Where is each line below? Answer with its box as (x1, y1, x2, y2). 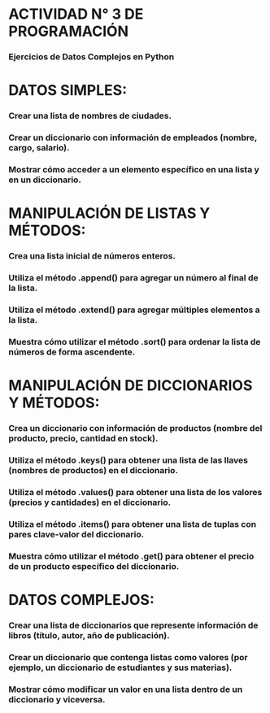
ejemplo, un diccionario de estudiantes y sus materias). (8, 662, 233, 673)
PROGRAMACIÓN (8, 22, 128, 41)
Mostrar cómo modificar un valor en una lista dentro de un (8, 684, 243, 695)
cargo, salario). (8, 142, 70, 154)
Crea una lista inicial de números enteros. (8, 250, 176, 262)
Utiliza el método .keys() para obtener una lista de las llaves (8, 454, 248, 466)
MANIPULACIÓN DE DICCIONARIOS (8, 376, 253, 395)
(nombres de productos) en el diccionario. (8, 464, 179, 476)
